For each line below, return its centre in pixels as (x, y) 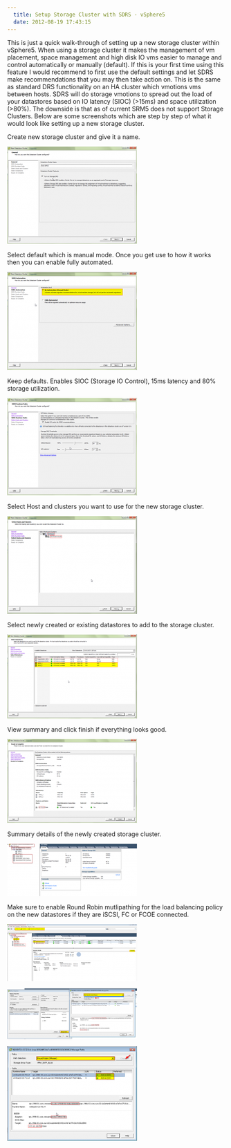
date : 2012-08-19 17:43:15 (52, 22)
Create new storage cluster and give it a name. (74, 137)
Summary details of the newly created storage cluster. (84, 834)
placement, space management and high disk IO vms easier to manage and (115, 57)
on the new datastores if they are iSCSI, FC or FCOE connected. (98, 914)
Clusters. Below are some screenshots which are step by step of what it (109, 116)
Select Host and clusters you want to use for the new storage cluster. (105, 506)
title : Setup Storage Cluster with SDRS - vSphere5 (90, 15)
